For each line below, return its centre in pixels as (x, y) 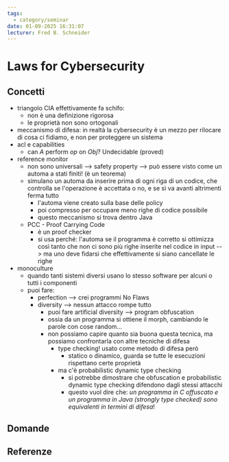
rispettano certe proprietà (105, 363)
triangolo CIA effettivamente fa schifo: (71, 108)
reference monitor (43, 159)
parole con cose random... (85, 327)
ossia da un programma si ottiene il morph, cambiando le (128, 319)
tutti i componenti (52, 283)
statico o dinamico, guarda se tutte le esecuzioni (137, 356)
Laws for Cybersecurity (76, 66)
